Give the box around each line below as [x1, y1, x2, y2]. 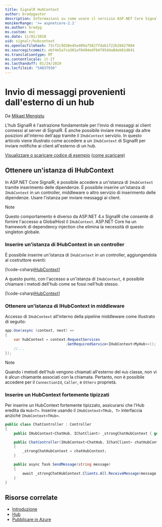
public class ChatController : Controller [5, 422, 92, 427]
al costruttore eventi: [5, 257, 46, 263]
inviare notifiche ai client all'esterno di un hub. [5, 143, 96, 148]
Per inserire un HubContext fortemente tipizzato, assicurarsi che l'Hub [5, 402, 145, 408]
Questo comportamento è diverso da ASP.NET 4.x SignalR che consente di [5, 213, 153, 219]
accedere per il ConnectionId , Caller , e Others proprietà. [5, 379, 117, 385]
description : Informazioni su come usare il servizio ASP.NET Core [5, 16, 144, 21]
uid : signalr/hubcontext [5, 39, 55, 44]
